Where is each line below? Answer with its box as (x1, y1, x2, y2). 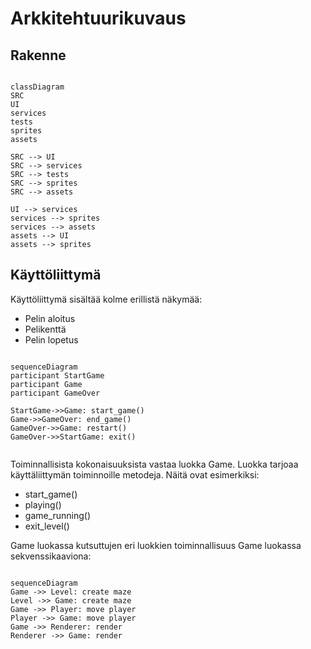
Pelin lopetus (24, 333, 79, 346)
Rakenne (10, 47, 67, 64)
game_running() (24, 509, 92, 521)
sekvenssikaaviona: (10, 550, 92, 562)
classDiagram (10, 82, 65, 92)
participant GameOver (10, 388, 101, 398)
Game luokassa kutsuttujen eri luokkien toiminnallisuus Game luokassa (10, 539, 302, 551)
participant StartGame (10, 370, 105, 381)
